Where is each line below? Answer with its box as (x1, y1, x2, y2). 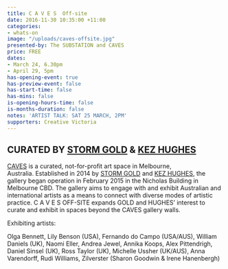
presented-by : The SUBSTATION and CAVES (7, 42, 125, 49)
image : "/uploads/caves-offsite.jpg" (7, 36, 115, 43)
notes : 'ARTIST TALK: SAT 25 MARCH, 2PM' (7, 112, 128, 119)
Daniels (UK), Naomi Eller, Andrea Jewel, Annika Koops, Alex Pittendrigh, (7, 239, 213, 248)
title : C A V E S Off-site (7, 10, 88, 17)
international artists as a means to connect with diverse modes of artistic (7, 191, 213, 200)
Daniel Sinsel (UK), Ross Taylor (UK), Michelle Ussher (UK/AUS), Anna (7, 247, 205, 255)
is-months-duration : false (7, 106, 84, 113)
